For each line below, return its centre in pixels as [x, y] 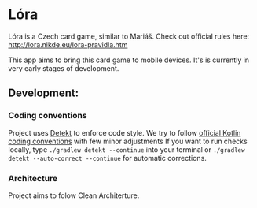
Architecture [33, 178]
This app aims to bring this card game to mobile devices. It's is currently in [129, 60]
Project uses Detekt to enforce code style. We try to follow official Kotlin [125, 132]
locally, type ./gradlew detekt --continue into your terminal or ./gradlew [127, 149]
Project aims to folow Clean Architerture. [74, 195]
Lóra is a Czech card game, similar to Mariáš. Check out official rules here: [129, 36]
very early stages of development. [64, 68]
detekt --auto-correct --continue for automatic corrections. [107, 158]
